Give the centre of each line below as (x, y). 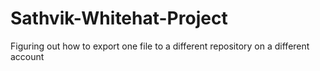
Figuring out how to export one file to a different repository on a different (160, 46)
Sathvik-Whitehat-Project (119, 18)
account (27, 56)
